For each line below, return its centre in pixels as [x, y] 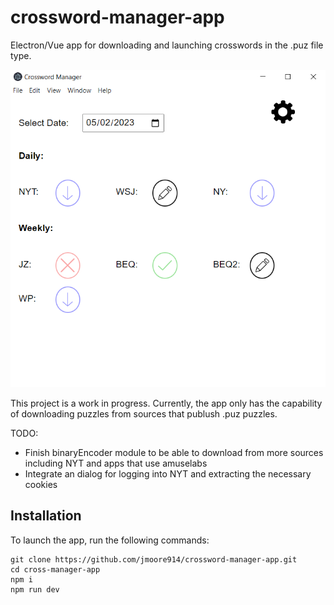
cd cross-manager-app [55, 569]
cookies [41, 485]
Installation [46, 516]
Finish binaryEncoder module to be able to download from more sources [174, 453]
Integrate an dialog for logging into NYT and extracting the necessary [168, 474]
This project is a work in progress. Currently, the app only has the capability [166, 403]
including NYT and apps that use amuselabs [116, 463]
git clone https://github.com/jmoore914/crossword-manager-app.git [154, 559]
